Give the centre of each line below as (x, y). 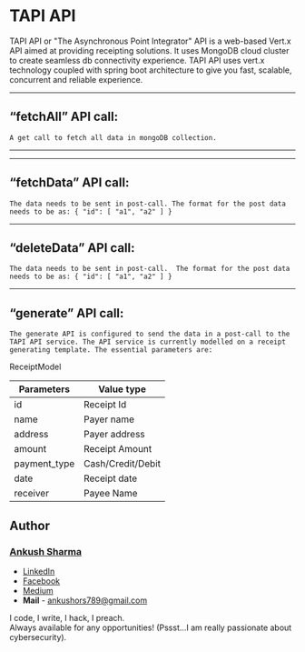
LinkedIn (39, 571)
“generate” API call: (67, 313)
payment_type (44, 464)
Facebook (41, 581)
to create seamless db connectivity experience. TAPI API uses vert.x (137, 60)
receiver (32, 494)
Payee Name (110, 494)
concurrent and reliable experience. (76, 79)
